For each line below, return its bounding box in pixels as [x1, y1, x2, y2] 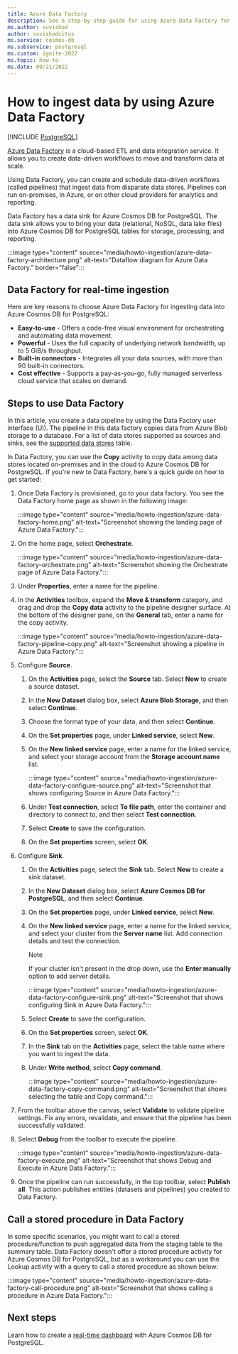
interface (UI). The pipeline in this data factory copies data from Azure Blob [7, 424, 228, 432]
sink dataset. [28, 873, 66, 881]
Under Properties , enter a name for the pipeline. [17, 582, 160, 591]
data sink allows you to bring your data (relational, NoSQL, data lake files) [7, 219, 222, 227]
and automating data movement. [17, 331, 113, 340]
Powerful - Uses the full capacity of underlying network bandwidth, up [17, 339, 226, 348]
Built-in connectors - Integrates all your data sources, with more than [17, 354, 222, 362]
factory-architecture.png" [7, 255, 83, 264]
